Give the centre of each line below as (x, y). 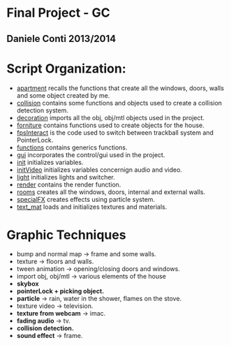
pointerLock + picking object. (60, 291)
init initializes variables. (50, 162)
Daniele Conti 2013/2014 (61, 39)
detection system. (43, 110)
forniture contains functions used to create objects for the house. (110, 125)
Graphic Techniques (66, 235)
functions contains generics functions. (72, 147)
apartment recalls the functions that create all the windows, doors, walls (120, 88)
